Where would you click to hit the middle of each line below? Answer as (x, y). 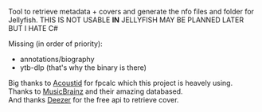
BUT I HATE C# (33, 28)
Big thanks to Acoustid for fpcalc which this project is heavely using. (121, 83)
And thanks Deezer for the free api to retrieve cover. (94, 100)
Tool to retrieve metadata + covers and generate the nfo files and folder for (131, 12)
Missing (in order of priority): (56, 44)
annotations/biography (57, 59)
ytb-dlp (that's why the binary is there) (83, 68)
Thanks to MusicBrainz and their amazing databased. (96, 91)
